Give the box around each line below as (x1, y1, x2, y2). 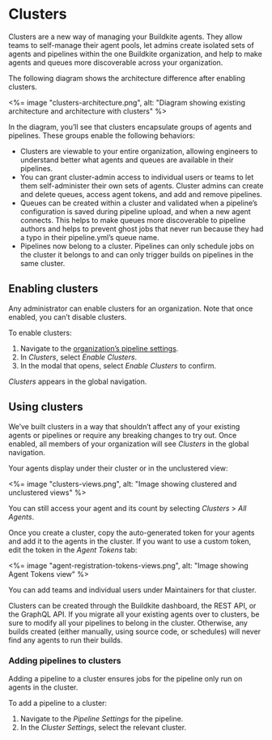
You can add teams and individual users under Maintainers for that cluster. (8, 585, 257, 595)
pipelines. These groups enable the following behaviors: (8, 131, 196, 140)
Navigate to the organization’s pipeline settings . (19, 343, 179, 353)
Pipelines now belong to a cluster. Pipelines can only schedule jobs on (19, 241, 255, 251)
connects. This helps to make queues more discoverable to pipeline (19, 215, 246, 225)
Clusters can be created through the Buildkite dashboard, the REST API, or (8, 600, 257, 610)
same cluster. (19, 258, 66, 268)
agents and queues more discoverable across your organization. (8, 58, 223, 67)
